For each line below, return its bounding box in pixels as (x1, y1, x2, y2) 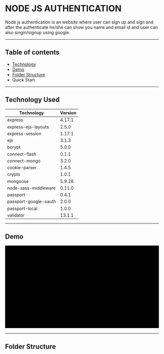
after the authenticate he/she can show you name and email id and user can (5, 24, 158, 30)
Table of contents (5, 48, 60, 57)
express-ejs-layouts (7, 124, 49, 130)
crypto (7, 172, 20, 177)
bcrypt (7, 144, 21, 150)
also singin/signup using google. (5, 29, 71, 35)
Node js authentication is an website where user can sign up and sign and (5, 19, 154, 25)
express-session (7, 131, 41, 136)
